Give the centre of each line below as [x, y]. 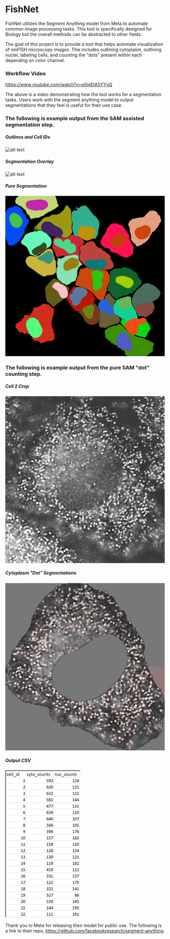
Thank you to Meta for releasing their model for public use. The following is [83, 926]
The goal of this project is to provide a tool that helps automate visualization [84, 44]
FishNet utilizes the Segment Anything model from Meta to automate [77, 23]
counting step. [24, 374]
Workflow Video [26, 73]
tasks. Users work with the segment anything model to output [70, 100]
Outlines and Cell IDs [28, 137]
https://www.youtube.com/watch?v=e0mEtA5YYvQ [59, 84]
